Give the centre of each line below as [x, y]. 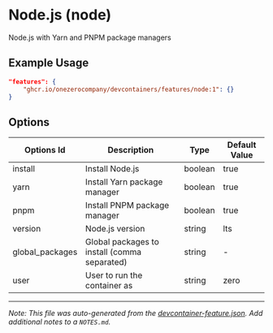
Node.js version [115, 229]
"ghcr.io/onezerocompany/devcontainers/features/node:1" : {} [128, 89]
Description [131, 150]
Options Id [45, 150]
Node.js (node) [60, 15]
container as [109, 286]
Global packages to [122, 242]
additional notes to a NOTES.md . [60, 322]
